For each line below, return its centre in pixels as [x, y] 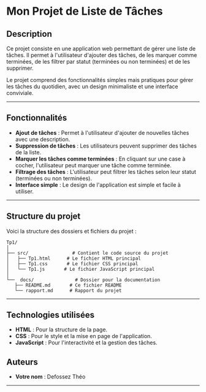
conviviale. [20, 93]
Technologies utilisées [51, 315]
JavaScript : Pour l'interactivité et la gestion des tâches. [86, 343]
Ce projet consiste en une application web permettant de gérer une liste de [101, 48]
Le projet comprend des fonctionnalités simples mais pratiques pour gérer [100, 80]
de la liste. [28, 152]
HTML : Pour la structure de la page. [61, 330]
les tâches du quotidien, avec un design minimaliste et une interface [92, 86]
